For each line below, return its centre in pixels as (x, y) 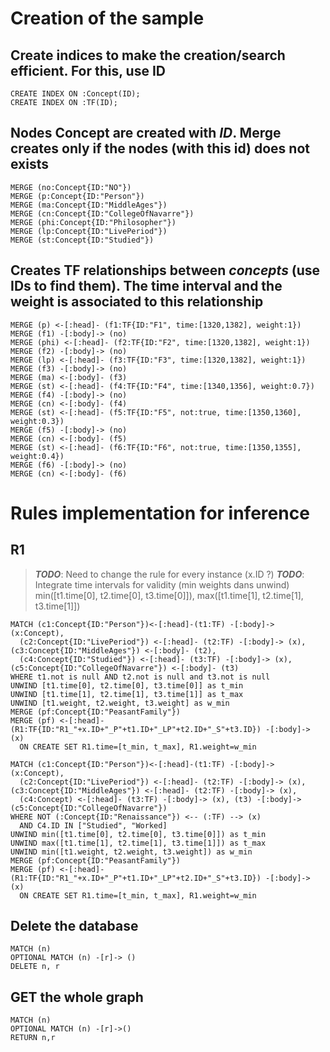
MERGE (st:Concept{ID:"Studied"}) (82, 240)
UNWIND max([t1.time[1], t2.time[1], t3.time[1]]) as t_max (138, 843)
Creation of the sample (107, 18)
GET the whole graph (77, 997)
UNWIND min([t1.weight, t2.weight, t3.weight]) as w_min (131, 852)
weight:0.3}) (37, 421)
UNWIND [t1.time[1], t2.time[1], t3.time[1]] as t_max (127, 694)
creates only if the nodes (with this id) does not (160, 148)
